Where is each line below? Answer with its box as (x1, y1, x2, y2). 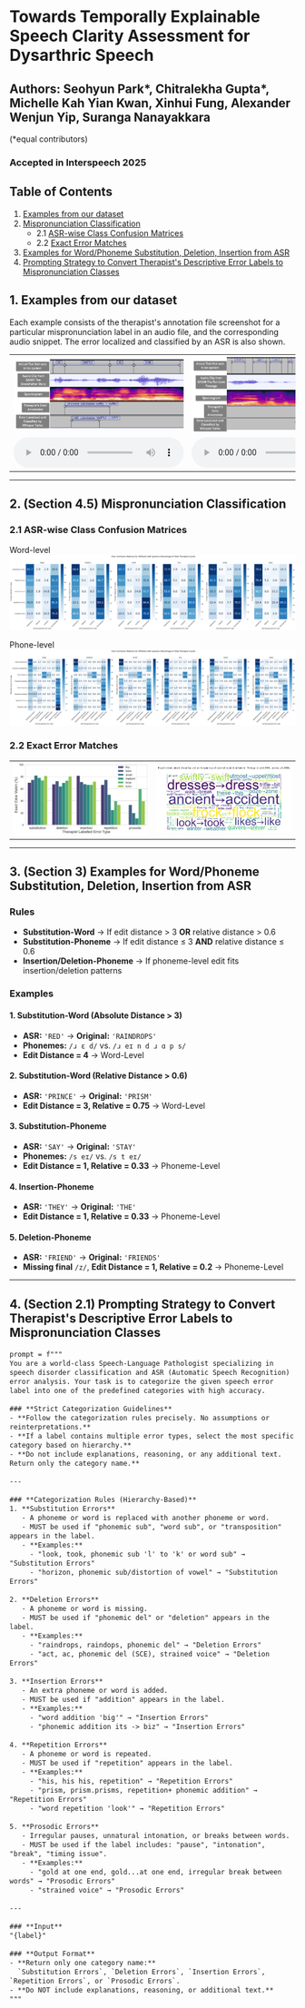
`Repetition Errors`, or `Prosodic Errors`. (9, 1977, 181, 1986)
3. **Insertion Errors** (9, 1677, 103, 1687)
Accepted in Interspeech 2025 (9, 156, 147, 169)
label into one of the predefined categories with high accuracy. (9, 1387, 266, 1396)
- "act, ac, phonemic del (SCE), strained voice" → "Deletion (29, 1650, 271, 1659)
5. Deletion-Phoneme (9, 1232, 92, 1242)
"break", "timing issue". (9, 1850, 107, 1859)
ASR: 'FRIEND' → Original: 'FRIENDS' (22, 1251, 162, 1263)
